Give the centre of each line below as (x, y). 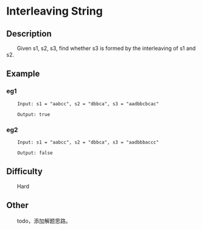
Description (29, 34)
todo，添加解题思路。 (44, 221)
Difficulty (24, 172)
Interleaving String (55, 11)
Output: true (34, 114)
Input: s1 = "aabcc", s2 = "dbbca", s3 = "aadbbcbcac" (88, 104)
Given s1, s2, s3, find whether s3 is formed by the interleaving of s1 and (106, 48)
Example (23, 74)
